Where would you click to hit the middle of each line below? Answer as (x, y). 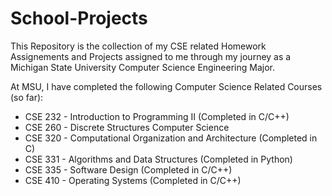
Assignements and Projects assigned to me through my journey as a (151, 56)
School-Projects (79, 18)
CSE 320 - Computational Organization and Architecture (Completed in (171, 138)
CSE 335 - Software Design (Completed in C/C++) (128, 169)
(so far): (27, 97)
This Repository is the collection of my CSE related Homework (138, 46)
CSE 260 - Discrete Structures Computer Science (127, 127)
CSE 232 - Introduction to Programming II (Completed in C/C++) (157, 116)
